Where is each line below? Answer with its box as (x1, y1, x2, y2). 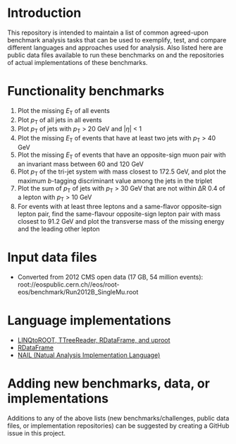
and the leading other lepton (17, 224, 100, 234)
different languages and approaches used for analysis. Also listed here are (7, 43, 223, 52)
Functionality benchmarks (7, 83, 165, 100)
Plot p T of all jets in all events (17, 115, 102, 126)
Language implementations (7, 313, 171, 329)
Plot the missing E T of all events (17, 106, 111, 116)
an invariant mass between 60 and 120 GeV (17, 160, 144, 168)
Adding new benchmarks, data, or (7, 376, 210, 392)
